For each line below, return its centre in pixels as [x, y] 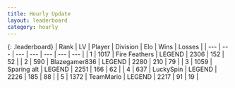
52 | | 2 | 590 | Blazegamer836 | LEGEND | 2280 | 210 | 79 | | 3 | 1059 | [110, 62]
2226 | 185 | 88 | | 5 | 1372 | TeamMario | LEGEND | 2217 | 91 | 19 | [103, 77]
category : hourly [33, 27]
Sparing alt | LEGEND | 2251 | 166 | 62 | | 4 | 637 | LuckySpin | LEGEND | [112, 69]
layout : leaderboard [38, 20]
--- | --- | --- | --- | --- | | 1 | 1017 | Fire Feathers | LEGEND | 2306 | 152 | [120, 54]
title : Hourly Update [39, 14]
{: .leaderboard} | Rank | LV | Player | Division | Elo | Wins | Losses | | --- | [114, 47]
